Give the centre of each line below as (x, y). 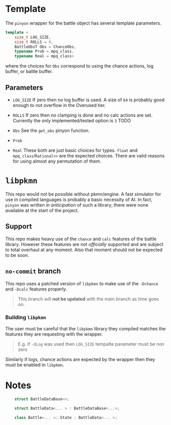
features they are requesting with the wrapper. (54, 334)
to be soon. (17, 255)
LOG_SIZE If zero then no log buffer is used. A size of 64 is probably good (89, 100)
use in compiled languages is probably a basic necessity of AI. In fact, (79, 199)
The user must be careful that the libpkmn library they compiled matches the (86, 328)
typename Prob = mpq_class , (44, 52)
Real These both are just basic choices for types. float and (75, 150)
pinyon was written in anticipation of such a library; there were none (77, 205)
